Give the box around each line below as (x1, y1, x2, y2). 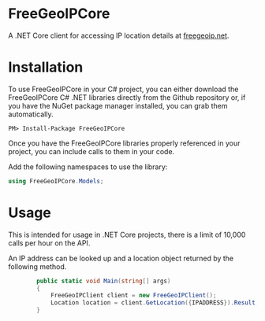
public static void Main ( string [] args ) (36, 277, 171, 285)
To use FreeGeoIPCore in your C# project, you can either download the (8, 84, 239, 94)
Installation (8, 58, 84, 76)
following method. (8, 261, 67, 271)
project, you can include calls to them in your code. (8, 146, 175, 156)
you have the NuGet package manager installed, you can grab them (8, 101, 228, 110)
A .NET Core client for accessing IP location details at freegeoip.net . (8, 31, 230, 40)
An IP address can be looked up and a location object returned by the (8, 253, 234, 263)
